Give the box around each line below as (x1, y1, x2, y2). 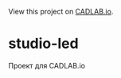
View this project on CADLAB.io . (8, 7, 114, 16)
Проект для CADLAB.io (8, 60, 86, 70)
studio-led (8, 35, 79, 53)
